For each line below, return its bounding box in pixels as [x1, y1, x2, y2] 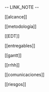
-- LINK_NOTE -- [4, 4, 39, 10]
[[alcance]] [4, 14, 27, 19]
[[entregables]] [4, 43, 36, 49]
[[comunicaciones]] [4, 72, 45, 78]
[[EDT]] [4, 33, 20, 39]
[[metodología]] [4, 23, 37, 29]
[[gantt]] [4, 52, 22, 58]
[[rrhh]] [4, 62, 20, 68]
